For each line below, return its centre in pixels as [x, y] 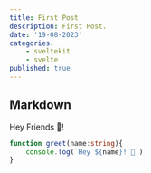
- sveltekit [48, 52]
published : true [40, 69]
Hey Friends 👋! [37, 127]
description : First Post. [58, 26]
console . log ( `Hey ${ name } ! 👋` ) [85, 152]
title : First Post [44, 18]
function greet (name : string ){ [66, 143]
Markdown [41, 105]
